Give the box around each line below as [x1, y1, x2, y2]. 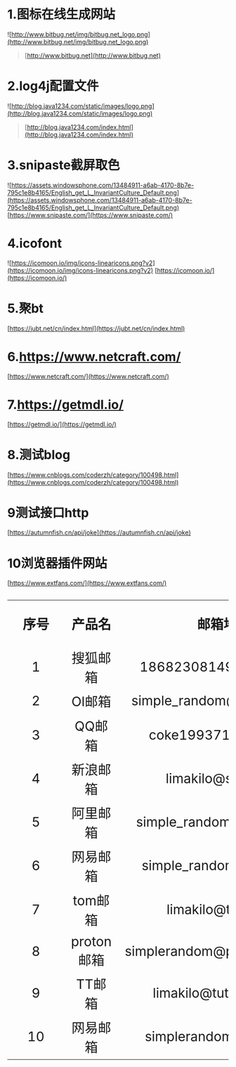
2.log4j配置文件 [7, 78, 99, 94]
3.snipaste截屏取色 [7, 158, 121, 173]
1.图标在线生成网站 [7, 6, 116, 23]
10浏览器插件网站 [7, 555, 107, 571]
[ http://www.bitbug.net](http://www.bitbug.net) [24, 51, 162, 60]
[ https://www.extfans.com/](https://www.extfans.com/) [7, 579, 167, 587]
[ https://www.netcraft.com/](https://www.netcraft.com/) [7, 372, 170, 381]
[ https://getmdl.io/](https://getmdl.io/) [7, 420, 117, 428]
